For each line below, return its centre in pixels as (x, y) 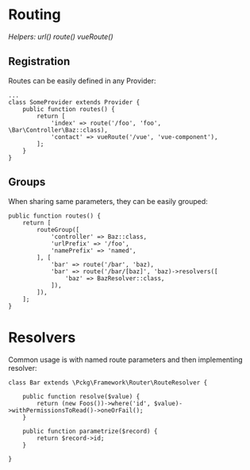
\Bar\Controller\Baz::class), (58, 130)
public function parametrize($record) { (90, 431)
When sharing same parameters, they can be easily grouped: (108, 201)
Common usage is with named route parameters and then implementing (126, 360)
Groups (27, 182)
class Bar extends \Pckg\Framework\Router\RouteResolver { (108, 383)
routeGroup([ (58, 229)
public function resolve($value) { (81, 396)
